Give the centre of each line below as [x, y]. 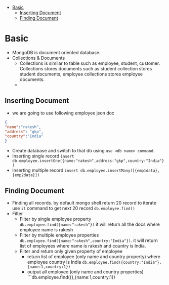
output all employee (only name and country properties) [85, 272]
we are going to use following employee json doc [63, 113]
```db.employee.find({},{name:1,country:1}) [71, 277]
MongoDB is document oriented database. [56, 52]
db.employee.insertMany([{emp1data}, [120, 171]
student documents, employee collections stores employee [81, 74]
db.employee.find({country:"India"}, [122, 262]
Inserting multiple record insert [45, 170]
